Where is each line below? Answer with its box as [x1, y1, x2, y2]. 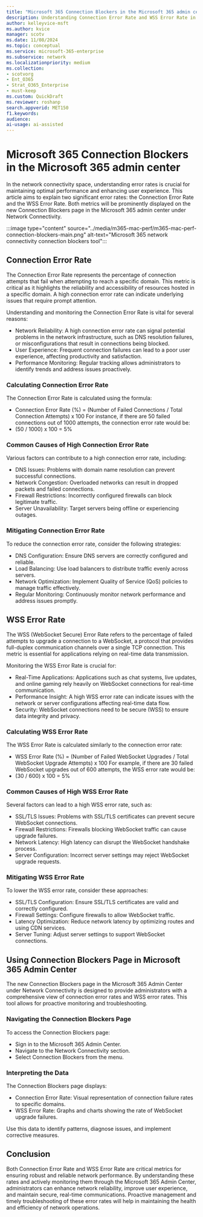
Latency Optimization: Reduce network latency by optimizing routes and [14, 918, 195, 925]
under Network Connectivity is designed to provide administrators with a [6, 987, 187, 994]
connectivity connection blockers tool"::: [6, 238, 108, 245]
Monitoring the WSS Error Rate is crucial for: [6, 662, 117, 669]
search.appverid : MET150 [6, 104, 69, 111]
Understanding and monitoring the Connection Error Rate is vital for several [6, 309, 194, 316]
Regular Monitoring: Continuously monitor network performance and [14, 591, 186, 598]
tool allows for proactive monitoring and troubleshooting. [6, 1000, 148, 1007]
